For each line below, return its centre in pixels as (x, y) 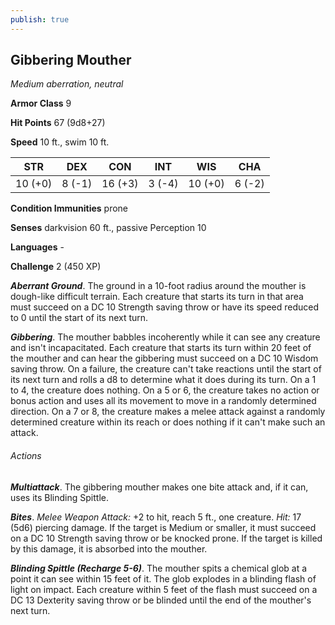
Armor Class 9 (41, 103)
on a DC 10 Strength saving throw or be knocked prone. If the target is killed (166, 538)
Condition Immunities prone (69, 208)
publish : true (40, 19)
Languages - (37, 247)
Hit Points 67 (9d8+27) (58, 123)
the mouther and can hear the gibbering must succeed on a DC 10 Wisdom (164, 358)
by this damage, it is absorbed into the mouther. (109, 548)
